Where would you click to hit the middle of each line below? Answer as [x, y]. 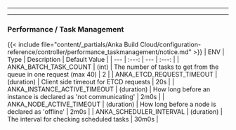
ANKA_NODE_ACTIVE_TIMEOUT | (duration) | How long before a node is [112, 104]
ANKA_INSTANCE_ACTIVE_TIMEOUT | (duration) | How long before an [109, 89]
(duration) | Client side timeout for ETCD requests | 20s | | [91, 82]
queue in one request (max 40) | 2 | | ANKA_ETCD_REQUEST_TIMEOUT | [112, 74]
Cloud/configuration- [171, 45]
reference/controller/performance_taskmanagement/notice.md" [99, 52]
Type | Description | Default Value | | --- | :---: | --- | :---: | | [93, 60]
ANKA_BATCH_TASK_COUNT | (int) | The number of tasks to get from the [113, 67]
